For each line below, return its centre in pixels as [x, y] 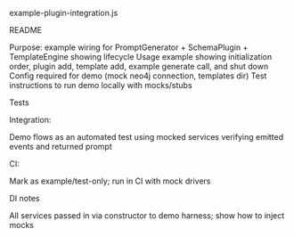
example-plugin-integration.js [64, 13]
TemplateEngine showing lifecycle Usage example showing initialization [141, 57]
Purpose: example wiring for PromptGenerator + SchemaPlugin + [129, 47]
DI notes [24, 198]
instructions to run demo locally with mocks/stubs [101, 85]
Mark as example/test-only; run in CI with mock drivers [110, 181]
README [26, 30]
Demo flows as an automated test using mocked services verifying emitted [147, 137]
